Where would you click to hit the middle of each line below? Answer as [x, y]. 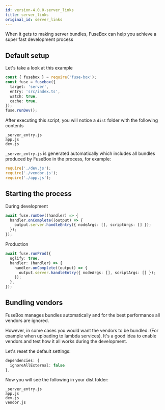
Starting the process [39, 194]
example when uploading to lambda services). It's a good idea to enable [81, 336]
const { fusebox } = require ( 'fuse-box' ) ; [51, 77]
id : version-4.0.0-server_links [39, 10]
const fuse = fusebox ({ [31, 82]
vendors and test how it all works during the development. [66, 341]
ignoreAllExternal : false [37, 365]
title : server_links [27, 15]
